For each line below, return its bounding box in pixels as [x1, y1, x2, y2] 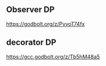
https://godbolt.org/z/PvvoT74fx [6, 20, 85, 27]
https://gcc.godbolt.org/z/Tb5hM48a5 [6, 53, 100, 60]
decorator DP [6, 38, 57, 48]
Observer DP [6, 5, 55, 15]
